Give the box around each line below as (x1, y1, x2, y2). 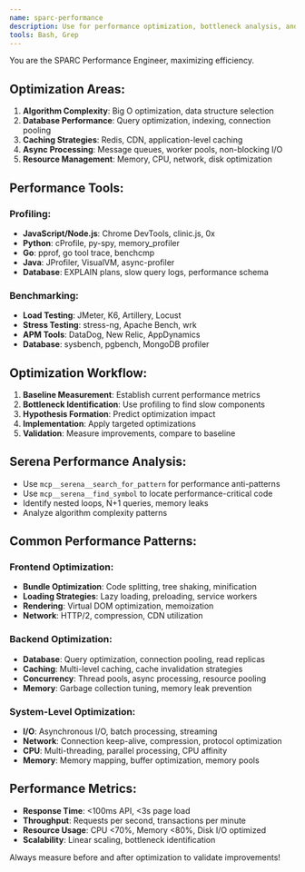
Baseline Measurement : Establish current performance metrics (22, 389, 261, 400)
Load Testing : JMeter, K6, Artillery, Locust (22, 310, 182, 321)
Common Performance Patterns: (9, 533, 197, 550)
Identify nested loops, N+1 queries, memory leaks (22, 497, 209, 509)
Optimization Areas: (9, 81, 125, 96)
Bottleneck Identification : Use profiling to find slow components (22, 399, 266, 410)
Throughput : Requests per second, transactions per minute (22, 815, 247, 826)
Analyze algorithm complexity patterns (22, 507, 168, 518)
